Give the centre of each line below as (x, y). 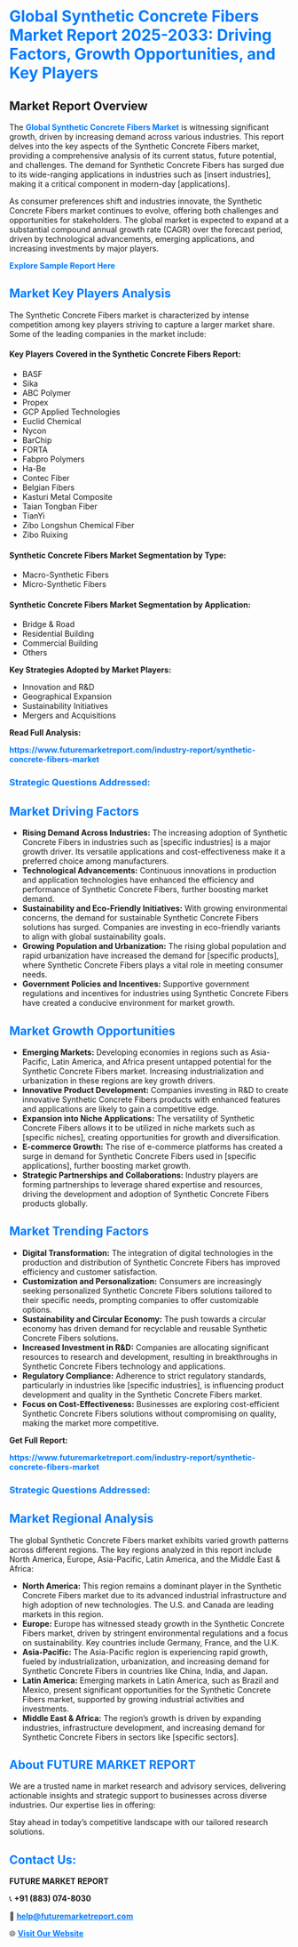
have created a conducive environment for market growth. (128, 1003)
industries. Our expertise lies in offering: (82, 1805)
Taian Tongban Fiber (59, 507)
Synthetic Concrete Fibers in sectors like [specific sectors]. (130, 1737)
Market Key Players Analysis (90, 294)
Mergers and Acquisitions (69, 716)
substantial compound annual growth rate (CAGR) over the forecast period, (146, 229)
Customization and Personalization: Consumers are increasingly (141, 1281)
